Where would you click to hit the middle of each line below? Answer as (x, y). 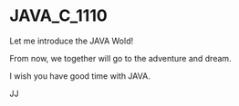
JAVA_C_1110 (58, 16)
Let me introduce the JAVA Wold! (72, 41)
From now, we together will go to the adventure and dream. (120, 58)
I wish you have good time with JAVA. (80, 76)
